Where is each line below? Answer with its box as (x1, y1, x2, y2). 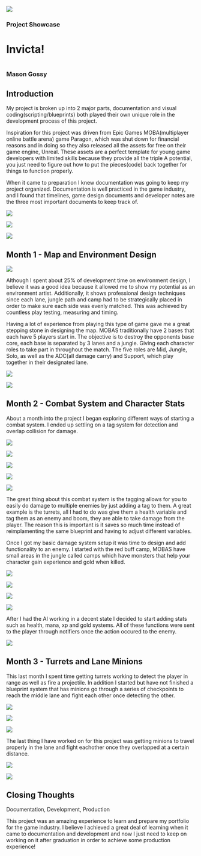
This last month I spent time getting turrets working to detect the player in (6, 673, 188, 680)
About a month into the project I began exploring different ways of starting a (6, 414, 194, 422)
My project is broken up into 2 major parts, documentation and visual (6, 105, 177, 112)
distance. (6, 750, 29, 757)
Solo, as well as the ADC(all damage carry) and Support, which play (6, 352, 174, 359)
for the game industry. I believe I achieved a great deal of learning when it (6, 824, 188, 831)
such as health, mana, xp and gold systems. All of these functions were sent (6, 621, 195, 629)
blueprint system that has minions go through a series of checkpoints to (6, 685, 184, 692)
